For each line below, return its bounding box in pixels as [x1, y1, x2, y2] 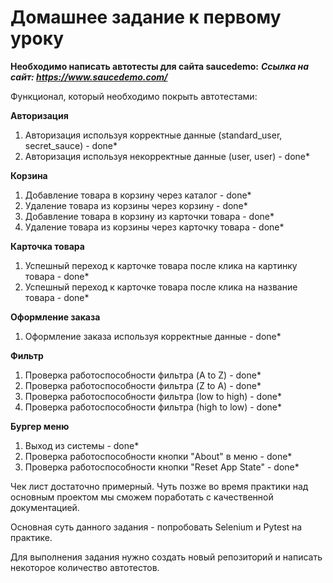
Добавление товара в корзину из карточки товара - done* [24, 210, 275, 222]
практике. [10, 531, 53, 543]
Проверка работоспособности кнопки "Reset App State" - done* [24, 461, 300, 473]
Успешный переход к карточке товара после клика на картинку [24, 259, 298, 271]
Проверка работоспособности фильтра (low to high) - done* [24, 390, 282, 402]
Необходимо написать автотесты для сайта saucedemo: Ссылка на [10, 60, 310, 72]
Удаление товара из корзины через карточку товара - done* [24, 221, 285, 233]
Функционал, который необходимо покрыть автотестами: [10, 90, 258, 102]
